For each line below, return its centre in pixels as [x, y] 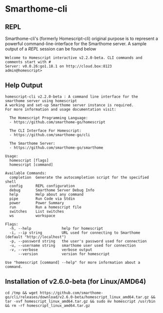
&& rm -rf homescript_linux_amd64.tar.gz [48, 305]
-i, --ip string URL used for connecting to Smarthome [75, 233]
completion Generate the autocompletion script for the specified [79, 177]
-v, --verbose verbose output [51, 250]
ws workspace [32, 216]
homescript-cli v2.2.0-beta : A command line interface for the [72, 96]
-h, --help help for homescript [56, 228]
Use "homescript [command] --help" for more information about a [72, 262]
